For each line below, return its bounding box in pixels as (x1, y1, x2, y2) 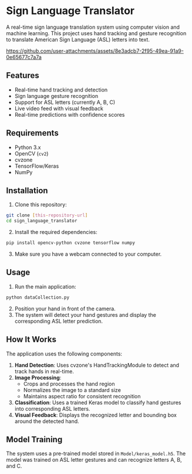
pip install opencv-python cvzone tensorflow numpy (6, 240, 135, 246)
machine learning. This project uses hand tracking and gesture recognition (6, 29, 187, 36)
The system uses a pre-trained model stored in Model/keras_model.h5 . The (6, 450, 186, 457)
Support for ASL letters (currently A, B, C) (14, 99, 116, 106)
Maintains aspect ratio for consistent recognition (23, 392, 141, 399)
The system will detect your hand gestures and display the (14, 311, 157, 318)
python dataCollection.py (6, 294, 69, 300)
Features (6, 70, 39, 80)
